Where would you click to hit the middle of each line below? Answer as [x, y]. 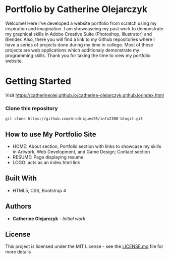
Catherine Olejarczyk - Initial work [49, 219]
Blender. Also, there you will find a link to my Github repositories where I [80, 39]
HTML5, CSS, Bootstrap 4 [39, 190]
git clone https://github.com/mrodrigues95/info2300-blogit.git [74, 119]
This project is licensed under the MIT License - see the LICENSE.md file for [84, 246]
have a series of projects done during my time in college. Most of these [79, 44]
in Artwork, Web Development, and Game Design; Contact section [81, 151]
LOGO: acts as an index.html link [46, 162]
